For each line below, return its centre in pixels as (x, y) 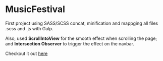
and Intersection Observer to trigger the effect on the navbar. (70, 43)
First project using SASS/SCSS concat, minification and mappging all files (82, 23)
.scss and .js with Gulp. (29, 28)
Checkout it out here (26, 53)
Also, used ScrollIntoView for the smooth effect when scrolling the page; (81, 38)
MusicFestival (35, 9)
